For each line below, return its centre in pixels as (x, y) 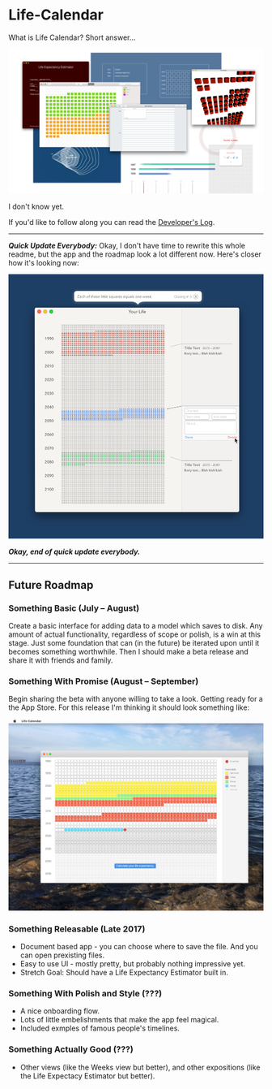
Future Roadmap (51, 585)
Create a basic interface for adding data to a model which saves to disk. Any (136, 625)
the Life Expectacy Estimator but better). (87, 1076)
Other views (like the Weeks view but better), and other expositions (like (140, 1067)
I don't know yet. (36, 206)
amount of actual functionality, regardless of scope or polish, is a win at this (135, 634)
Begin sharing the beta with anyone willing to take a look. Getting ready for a (136, 699)
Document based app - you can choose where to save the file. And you (139, 946)
